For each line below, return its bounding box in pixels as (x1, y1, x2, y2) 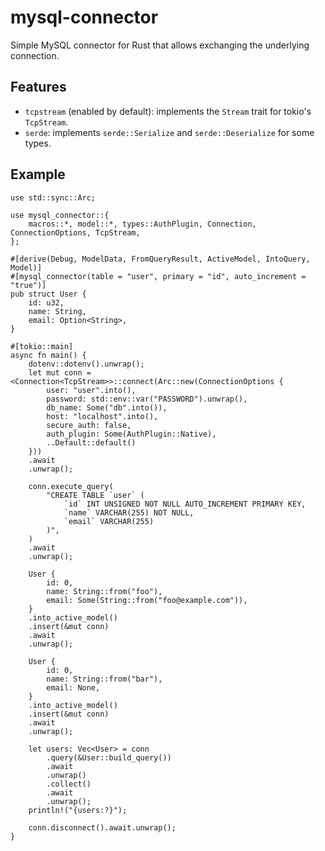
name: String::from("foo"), (46, 586, 163, 596)
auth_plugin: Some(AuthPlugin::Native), (46, 429, 217, 439)
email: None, (46, 682, 101, 693)
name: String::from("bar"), (46, 674, 163, 684)
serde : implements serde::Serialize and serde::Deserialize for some (24, 126, 315, 138)
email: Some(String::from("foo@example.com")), (46, 595, 248, 605)
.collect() (46, 779, 92, 789)
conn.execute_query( (28, 481, 114, 491)
